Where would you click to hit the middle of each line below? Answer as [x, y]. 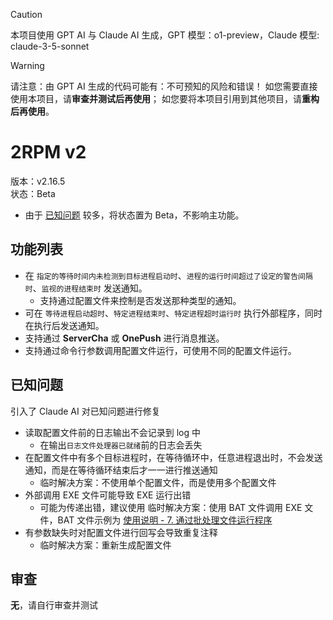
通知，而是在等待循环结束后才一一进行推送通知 [121, 470]
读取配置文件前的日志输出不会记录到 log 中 [113, 432]
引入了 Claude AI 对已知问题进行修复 [85, 411]
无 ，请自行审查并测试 [54, 605]
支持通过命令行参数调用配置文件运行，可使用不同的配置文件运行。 [160, 350]
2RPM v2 [48, 152]
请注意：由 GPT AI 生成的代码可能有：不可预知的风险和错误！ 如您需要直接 [164, 86]
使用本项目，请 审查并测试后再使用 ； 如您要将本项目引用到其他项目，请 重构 [165, 98]
